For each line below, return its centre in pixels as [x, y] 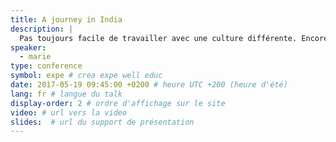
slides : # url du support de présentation [102, 122]
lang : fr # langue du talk [66, 94]
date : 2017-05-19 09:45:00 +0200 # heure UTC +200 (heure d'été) [149, 85]
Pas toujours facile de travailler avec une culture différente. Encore [174, 38]
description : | [42, 29]
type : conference [46, 66]
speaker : [28, 47]
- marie [35, 57]
